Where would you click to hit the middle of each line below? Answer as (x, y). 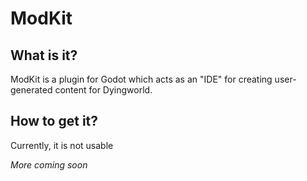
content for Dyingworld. (103, 90)
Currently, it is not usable (62, 145)
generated (31, 90)
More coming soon (49, 164)
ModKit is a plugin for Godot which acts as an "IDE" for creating (141, 79)
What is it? (44, 55)
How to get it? (54, 121)
